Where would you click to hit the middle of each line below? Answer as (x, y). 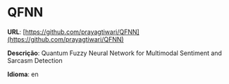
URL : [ (17, 32)
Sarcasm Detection (35, 60)
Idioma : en (23, 74)
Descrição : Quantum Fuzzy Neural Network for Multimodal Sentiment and (114, 53)
